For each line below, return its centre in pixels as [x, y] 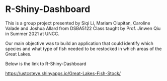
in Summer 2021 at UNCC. [32, 33]
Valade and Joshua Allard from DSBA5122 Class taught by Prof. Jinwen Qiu [83, 28]
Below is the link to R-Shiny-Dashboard [46, 63]
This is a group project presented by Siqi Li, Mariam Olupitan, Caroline [78, 23]
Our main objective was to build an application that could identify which [79, 43]
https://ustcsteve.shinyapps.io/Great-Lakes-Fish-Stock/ [63, 73]
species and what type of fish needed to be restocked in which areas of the [83, 48]
